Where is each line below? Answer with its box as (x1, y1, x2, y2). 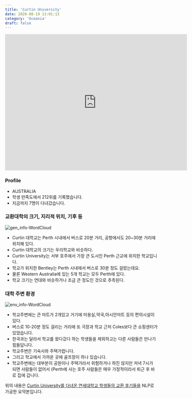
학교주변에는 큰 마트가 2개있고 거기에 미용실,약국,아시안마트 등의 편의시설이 (12, 312, 155, 318)
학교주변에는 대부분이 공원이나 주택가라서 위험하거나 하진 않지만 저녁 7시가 (12, 360, 154, 366)
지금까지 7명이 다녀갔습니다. (12, 200, 65, 206)
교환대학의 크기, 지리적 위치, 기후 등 (5, 213, 83, 220)
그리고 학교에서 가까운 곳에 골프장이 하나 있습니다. (12, 354, 107, 360)
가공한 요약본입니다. (5, 389, 43, 395)
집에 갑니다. (17, 372, 40, 378)
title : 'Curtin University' (5, 7, 62, 12)
